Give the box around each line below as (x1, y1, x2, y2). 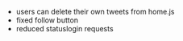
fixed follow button (15, 15, 79, 25)
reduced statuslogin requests (15, 24, 114, 33)
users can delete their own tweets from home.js (15, 7, 175, 16)
